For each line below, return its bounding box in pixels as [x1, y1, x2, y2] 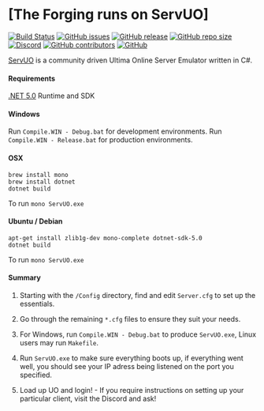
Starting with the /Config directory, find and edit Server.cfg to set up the [19, 290, 256, 300]
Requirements [8, 74, 56, 83]
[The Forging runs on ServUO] [8, 6, 209, 24]
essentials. [19, 299, 55, 308]
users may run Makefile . [19, 337, 99, 347]
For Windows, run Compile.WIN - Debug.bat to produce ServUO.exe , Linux [19, 330, 257, 339]
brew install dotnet [8, 178, 76, 186]
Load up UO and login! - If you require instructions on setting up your [19, 385, 244, 394]
